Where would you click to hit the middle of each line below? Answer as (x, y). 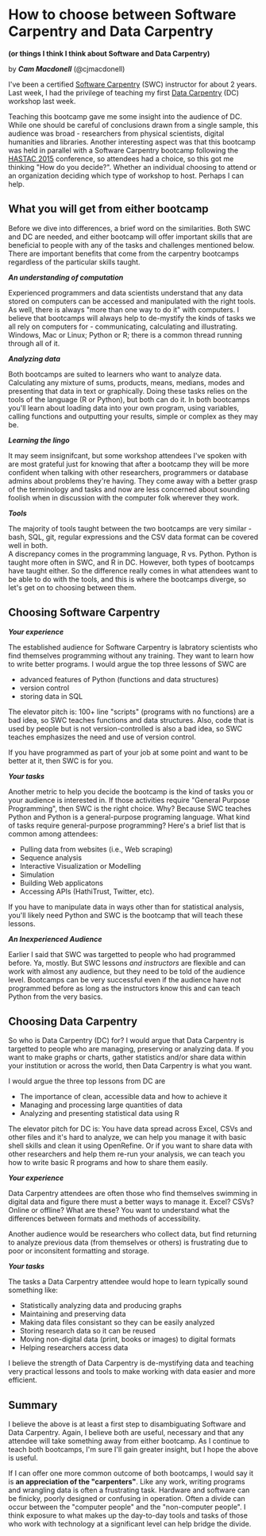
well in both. (28, 545)
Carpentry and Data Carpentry (111, 31)
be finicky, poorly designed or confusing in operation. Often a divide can (127, 1499)
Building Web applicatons (61, 882)
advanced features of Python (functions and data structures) (119, 679)
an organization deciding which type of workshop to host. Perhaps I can (126, 176)
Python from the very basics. (56, 996)
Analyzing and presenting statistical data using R (100, 1113)
